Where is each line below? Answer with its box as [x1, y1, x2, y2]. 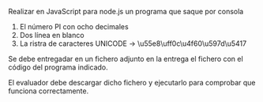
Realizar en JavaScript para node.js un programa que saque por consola [8, 7, 244, 16]
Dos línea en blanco [19, 31, 85, 40]
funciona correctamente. [8, 86, 89, 96]
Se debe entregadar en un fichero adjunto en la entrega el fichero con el [8, 55, 243, 63]
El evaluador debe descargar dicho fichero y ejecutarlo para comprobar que [8, 78, 256, 87]
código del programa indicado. [8, 62, 108, 72]
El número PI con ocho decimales [19, 22, 129, 31]
